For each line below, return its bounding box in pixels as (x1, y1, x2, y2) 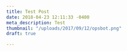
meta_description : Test (6, 20, 66, 26)
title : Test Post (6, 8, 50, 15)
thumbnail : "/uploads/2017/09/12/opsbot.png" (6, 25, 122, 31)
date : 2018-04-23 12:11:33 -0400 (6, 14, 90, 20)
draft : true (6, 31, 36, 37)
